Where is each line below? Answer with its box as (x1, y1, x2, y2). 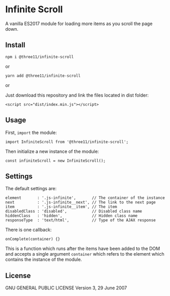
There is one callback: (5, 226, 52, 233)
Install (5, 41, 25, 50)
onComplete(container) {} (5, 237, 60, 242)
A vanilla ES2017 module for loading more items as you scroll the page (5, 20, 153, 27)
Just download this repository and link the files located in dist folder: (5, 92, 149, 98)
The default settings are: (5, 186, 57, 192)
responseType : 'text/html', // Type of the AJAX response (5, 218, 156, 223)
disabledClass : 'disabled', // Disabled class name (5, 209, 143, 214)
